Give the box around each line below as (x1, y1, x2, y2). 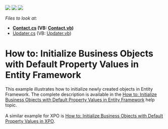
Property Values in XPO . (5, 118, 55, 124)
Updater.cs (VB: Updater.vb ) (12, 30, 72, 36)
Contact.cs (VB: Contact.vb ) (12, 25, 74, 31)
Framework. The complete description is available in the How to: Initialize (5, 91, 157, 97)
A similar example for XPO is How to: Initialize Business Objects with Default (5, 112, 163, 118)
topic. (5, 102, 17, 108)
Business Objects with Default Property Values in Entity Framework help (5, 96, 155, 103)
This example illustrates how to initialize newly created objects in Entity (5, 86, 153, 92)
